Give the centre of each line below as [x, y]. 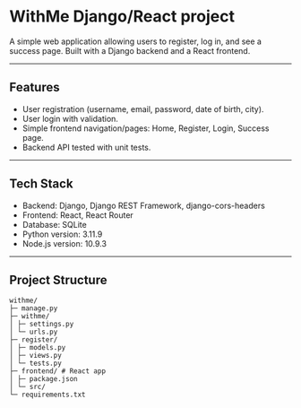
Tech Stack [41, 184]
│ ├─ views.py [36, 356]
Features [34, 87]
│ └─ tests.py [36, 364]
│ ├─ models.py [38, 348]
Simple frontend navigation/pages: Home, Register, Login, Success [146, 128]
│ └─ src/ [28, 387]
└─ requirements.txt [48, 395]
